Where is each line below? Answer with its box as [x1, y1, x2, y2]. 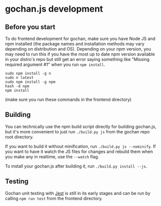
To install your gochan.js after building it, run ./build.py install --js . [5, 163, 147, 169]
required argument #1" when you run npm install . [5, 62, 106, 67]
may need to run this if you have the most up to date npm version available [5, 51, 155, 57]
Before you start [5, 23, 56, 31]
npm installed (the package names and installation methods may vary [5, 41, 145, 47]
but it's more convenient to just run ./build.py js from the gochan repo [5, 129, 150, 134]
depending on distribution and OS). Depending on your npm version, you [5, 46, 151, 52]
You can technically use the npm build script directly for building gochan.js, [5, 123, 157, 130]
